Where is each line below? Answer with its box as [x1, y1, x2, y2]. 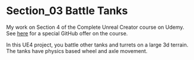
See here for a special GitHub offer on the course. [6, 29, 128, 36]
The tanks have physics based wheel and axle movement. [6, 47, 148, 54]
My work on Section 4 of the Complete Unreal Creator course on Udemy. [6, 24, 185, 31]
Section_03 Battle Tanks [6, 4, 128, 18]
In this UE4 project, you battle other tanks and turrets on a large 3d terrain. [6, 41, 189, 48]
